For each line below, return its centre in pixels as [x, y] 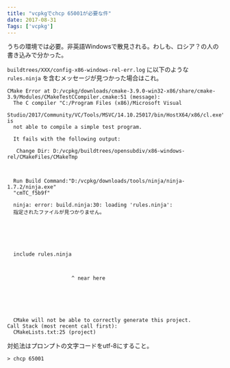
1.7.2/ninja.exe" [32, 187]
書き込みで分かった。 [37, 55]
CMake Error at [29, 91]
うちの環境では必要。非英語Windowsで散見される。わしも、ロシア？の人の [113, 47]
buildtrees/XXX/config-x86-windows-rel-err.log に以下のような [98, 70]
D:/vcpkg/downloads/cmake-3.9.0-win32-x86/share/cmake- [134, 91]
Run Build [27, 181]
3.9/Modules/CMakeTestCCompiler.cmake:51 [67, 97]
